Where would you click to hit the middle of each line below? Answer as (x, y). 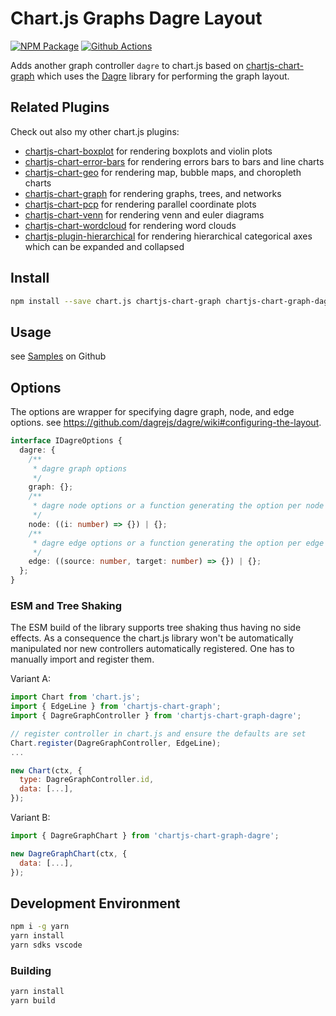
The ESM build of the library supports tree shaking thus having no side (156, 628)
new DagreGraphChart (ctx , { (69, 853)
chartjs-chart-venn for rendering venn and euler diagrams (144, 214)
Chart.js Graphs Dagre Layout (136, 18)
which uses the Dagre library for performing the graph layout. (163, 76)
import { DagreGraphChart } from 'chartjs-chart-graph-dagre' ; (145, 836)
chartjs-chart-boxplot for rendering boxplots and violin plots (148, 151)
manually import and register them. (82, 659)
